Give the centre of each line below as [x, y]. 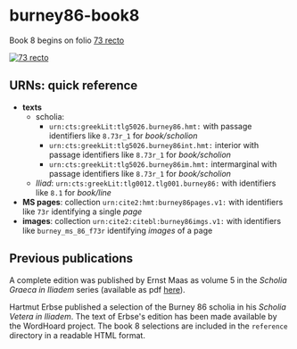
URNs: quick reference [74, 86]
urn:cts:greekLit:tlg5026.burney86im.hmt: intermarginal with [163, 164]
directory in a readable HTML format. [77, 335]
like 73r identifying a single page [82, 212]
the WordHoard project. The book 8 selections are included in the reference [148, 326]
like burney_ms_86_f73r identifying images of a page [117, 230]
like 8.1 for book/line [73, 192]
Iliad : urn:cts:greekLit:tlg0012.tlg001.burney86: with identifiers [156, 183]
